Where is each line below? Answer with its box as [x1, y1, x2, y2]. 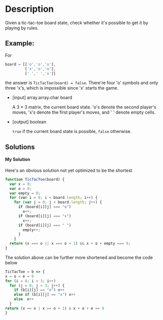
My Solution [5, 157, 30, 162]
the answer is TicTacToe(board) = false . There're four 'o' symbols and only [5, 80, 159, 86]
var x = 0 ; [9, 181, 32, 187]
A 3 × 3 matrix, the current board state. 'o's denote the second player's [12, 104, 157, 110]
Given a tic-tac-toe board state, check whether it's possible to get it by [5, 20, 148, 26]
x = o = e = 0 [5, 274, 34, 279]
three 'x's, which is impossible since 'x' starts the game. [5, 85, 119, 91]
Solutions [5, 143, 35, 151]
